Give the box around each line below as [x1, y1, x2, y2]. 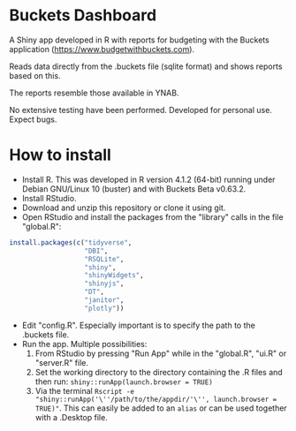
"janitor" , [84, 296, 125, 305]
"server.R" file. [34, 357, 88, 367]
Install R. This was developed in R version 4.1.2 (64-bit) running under [21, 174, 276, 185]
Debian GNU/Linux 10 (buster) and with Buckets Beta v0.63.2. [21, 183, 247, 194]
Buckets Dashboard [9, 5, 157, 26]
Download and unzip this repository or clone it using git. [21, 202, 226, 213]
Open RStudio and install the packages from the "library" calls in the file [21, 211, 285, 222]
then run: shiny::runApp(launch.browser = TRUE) [34, 376, 214, 387]
